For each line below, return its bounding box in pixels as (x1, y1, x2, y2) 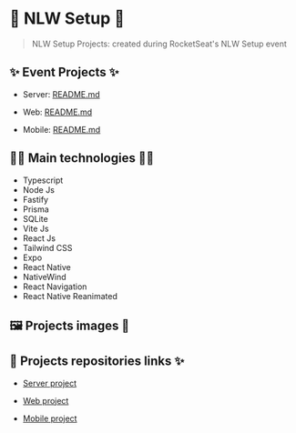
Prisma (22, 204, 50, 215)
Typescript (22, 175, 64, 186)
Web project (22, 395, 69, 406)
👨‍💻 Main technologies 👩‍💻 (9, 150, 155, 166)
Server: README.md (22, 88, 100, 99)
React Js (22, 232, 56, 244)
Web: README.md (22, 106, 93, 117)
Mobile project (22, 413, 77, 424)
